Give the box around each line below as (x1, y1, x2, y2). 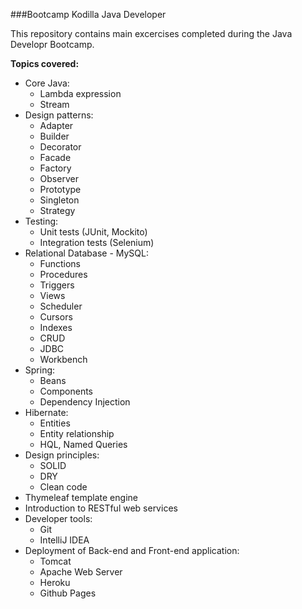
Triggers (39, 279, 75, 291)
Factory (39, 162, 72, 174)
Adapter (39, 120, 74, 131)
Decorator (39, 141, 82, 153)
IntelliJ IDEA (39, 534, 90, 546)
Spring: (24, 364, 56, 376)
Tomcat (39, 555, 72, 567)
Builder (39, 130, 70, 142)
